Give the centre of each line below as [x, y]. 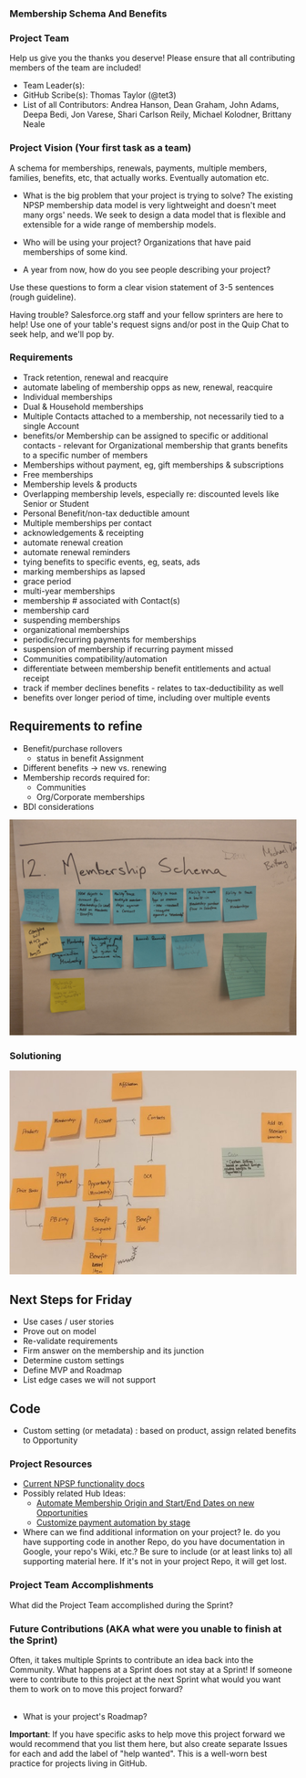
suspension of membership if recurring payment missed [128, 649]
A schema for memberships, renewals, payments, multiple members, [138, 168]
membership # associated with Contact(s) [101, 600]
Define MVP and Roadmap [72, 1370]
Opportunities [62, 1513]
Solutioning [36, 1056]
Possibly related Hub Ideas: [74, 1494]
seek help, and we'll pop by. [62, 334]
